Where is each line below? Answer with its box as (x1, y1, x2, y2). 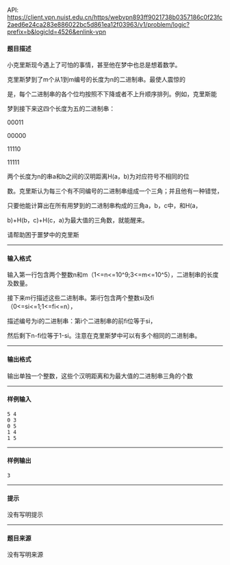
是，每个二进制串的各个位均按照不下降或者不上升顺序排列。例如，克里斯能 (7, 90, 217, 98)
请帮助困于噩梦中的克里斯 (7, 231, 79, 239)
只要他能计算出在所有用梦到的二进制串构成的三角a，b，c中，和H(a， (7, 202, 202, 210)
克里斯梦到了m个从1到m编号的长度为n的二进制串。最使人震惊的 (7, 76, 186, 84)
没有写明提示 (7, 511, 43, 519)
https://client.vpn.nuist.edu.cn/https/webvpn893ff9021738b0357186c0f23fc (7, 13, 223, 21)
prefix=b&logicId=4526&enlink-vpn (7, 27, 106, 36)
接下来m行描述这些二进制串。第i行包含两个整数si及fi (7, 294, 155, 302)
